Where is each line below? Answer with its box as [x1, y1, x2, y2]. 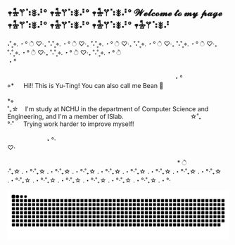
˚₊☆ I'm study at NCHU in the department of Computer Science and [7, 104, 209, 113]
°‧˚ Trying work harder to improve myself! [7, 120, 135, 128]
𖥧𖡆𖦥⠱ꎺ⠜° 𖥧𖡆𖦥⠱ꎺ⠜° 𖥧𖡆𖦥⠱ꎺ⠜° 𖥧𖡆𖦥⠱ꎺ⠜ [7, 20, 170, 32]
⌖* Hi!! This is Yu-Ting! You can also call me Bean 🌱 [7, 81, 164, 89]
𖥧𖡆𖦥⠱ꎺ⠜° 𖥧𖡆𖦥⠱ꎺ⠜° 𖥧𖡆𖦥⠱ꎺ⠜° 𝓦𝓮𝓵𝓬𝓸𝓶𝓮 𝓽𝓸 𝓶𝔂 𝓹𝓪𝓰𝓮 [7, 7, 223, 19]
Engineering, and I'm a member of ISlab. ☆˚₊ [7, 112, 202, 120]
